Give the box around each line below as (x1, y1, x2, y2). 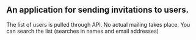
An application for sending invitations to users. (6, 5, 189, 15)
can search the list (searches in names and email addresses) (6, 27, 159, 35)
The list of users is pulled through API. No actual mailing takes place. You (6, 21, 191, 28)
